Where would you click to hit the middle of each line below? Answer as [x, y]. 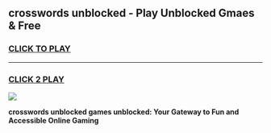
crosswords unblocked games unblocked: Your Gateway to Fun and [124, 111]
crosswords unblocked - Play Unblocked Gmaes [131, 13]
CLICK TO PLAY [40, 49]
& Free [25, 26]
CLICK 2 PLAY [36, 79]
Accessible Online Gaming [54, 120]
